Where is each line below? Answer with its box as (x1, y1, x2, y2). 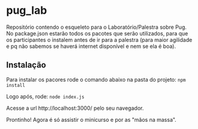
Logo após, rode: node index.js (6, 92, 85, 100)
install (6, 82, 26, 88)
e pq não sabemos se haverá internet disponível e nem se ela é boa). (6, 43, 176, 50)
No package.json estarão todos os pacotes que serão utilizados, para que (6, 29, 188, 37)
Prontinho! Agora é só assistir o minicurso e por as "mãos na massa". (6, 116, 176, 123)
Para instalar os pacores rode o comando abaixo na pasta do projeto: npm (6, 76, 186, 83)
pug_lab (6, 4, 47, 17)
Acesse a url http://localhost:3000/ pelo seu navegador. (6, 104, 144, 112)
